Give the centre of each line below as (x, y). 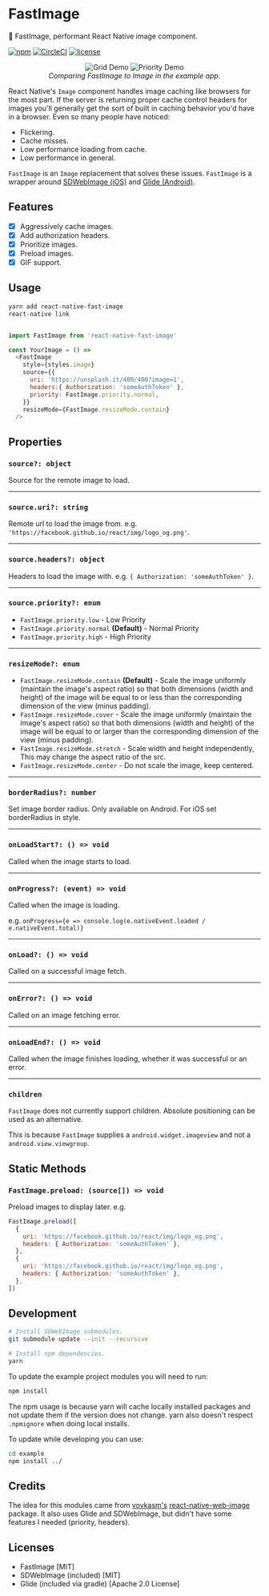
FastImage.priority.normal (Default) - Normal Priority (109, 628)
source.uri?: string (48, 507)
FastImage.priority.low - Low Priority (83, 619)
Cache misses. (44, 140)
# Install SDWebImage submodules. (66, 1332)
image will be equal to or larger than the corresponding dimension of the (139, 732)
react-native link (39, 314)
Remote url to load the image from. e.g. (73, 524)
